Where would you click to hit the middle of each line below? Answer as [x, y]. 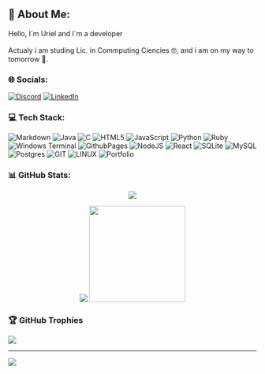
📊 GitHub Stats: [39, 176]
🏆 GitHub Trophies [46, 320]
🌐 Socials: [28, 80]
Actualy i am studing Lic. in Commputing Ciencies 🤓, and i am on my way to [131, 50]
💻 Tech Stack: [37, 117]
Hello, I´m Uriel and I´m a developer [65, 33]
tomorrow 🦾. [28, 59]
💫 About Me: [39, 15]
